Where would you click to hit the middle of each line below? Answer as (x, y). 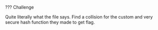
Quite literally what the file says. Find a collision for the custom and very (79, 17)
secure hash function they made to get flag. (50, 22)
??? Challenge (19, 7)
